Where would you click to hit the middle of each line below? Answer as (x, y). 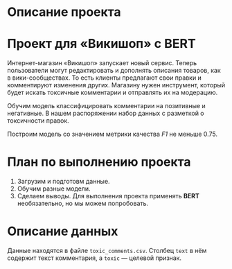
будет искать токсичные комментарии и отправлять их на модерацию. (113, 93)
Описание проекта (64, 12)
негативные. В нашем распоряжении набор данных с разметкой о (106, 113)
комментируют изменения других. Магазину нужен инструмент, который (116, 85)
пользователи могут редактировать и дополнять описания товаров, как (114, 71)
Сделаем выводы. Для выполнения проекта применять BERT (108, 196)
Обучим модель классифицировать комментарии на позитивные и (106, 106)
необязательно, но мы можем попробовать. (83, 203)
